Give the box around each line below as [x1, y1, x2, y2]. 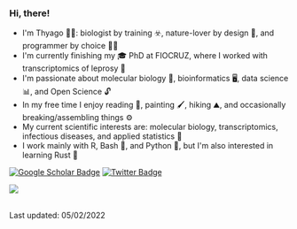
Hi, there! [9, 7, 51, 19]
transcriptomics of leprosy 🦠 [21, 63, 126, 73]
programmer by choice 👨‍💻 [21, 41, 119, 51]
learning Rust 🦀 [21, 149, 78, 161]
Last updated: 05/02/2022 [9, 210, 106, 221]
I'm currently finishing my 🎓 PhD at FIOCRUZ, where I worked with [21, 50, 269, 61]
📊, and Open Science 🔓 [21, 87, 112, 97]
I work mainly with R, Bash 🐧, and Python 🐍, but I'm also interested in [21, 141, 274, 151]
